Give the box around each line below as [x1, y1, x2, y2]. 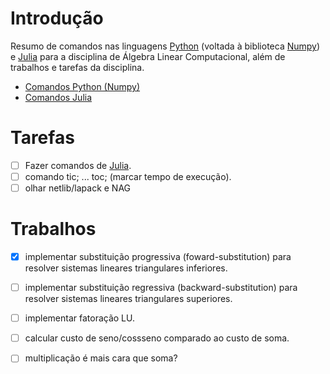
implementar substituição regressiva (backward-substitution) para [24, 282, 298, 294]
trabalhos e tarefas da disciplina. [10, 61, 145, 73]
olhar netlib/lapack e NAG [24, 182, 132, 194]
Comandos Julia [24, 91, 93, 103]
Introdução [10, 7, 104, 30]
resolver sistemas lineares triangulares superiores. [24, 293, 233, 305]
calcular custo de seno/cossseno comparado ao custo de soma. [24, 332, 290, 344]
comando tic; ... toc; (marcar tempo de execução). [24, 170, 232, 182]
